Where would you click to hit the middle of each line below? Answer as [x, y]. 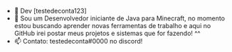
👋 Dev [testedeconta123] [50, 11]
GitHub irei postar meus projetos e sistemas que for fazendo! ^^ [107, 33]
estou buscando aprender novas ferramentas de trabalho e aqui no [112, 26]
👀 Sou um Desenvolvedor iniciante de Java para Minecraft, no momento [120, 18]
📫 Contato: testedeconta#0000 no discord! [78, 41]
